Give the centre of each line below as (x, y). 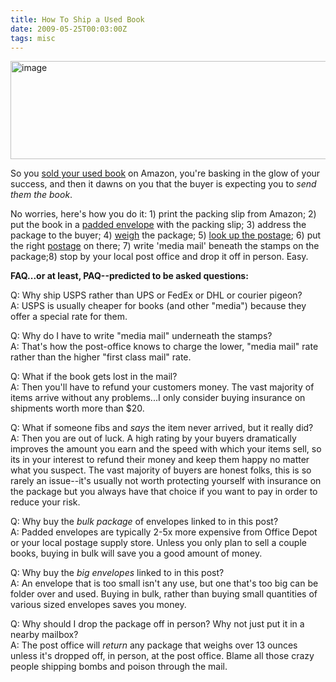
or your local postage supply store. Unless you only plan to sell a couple (158, 543)
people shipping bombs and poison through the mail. (119, 667)
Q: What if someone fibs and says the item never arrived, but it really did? (162, 428)
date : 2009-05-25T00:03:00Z (69, 29)
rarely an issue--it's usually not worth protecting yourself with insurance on (166, 481)
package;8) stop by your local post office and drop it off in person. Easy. (159, 257)
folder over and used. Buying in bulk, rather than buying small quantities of (164, 594)
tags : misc (33, 38)
